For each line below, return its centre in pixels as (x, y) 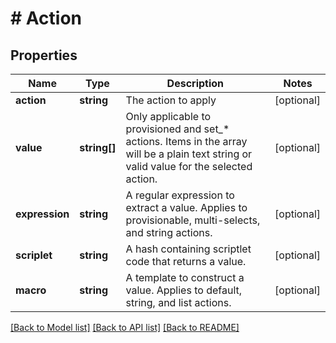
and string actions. (169, 232)
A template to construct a (185, 277)
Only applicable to (168, 116)
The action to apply (171, 100)
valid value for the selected (189, 166)
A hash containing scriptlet (188, 249)
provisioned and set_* (177, 129)
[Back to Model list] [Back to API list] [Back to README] (125, 327)
